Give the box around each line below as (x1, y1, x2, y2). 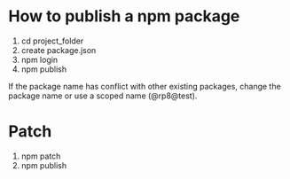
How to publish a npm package (8, 6, 240, 27)
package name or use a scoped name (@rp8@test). (8, 90, 198, 101)
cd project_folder (20, 35, 84, 46)
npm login (20, 54, 59, 65)
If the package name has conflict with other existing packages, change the (8, 81, 281, 91)
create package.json (20, 44, 97, 55)
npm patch (20, 151, 61, 161)
